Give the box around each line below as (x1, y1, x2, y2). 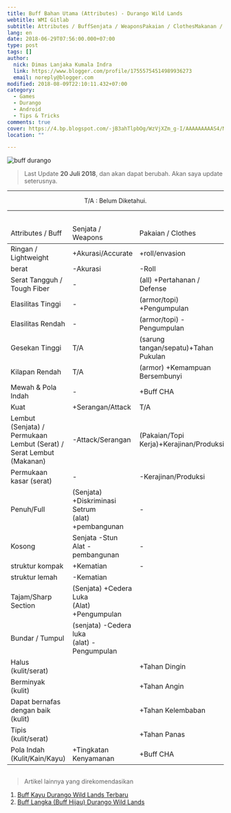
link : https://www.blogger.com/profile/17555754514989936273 (13, 67, 192, 74)
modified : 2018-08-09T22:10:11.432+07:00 (7, 80, 128, 87)
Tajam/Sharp (10, 592, 52, 602)
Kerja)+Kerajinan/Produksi (139, 439, 225, 449)
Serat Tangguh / (10, 276, 63, 285)
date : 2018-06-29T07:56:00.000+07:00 (7, 36, 115, 43)
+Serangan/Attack (71, 403, 131, 412)
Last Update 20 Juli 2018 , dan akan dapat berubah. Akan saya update (23, 170, 223, 178)
